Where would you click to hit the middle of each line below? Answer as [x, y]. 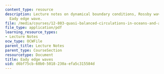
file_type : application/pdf [34, 28]
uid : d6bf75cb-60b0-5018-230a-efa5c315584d [50, 64]
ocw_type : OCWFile [24, 41]
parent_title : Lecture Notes [35, 46]
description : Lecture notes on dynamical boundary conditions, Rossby [78, 14]
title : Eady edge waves [29, 59]
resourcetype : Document [29, 55]
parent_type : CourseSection [34, 50]
